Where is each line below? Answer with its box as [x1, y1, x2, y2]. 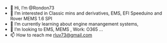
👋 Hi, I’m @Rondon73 [10, 5, 55, 11]
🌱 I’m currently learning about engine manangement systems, [10, 21, 139, 27]
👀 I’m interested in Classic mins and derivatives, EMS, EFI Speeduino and [10, 10, 162, 16]
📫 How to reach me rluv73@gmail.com [10, 32, 93, 38]
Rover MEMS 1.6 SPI [10, 16, 52, 21]
